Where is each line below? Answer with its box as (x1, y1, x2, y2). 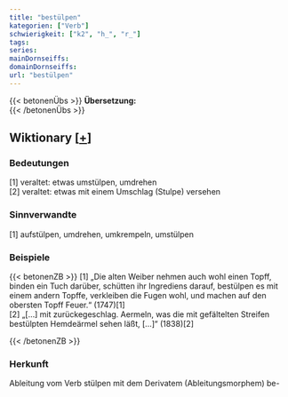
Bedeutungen (9, 157, 69, 170)
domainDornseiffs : (9, 63, 77, 72)
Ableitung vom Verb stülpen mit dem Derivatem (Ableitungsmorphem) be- (9, 378, 280, 389)
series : (9, 46, 38, 55)
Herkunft (9, 357, 49, 369)
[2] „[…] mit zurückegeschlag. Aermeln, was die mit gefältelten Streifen (9, 309, 270, 320)
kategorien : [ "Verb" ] (9, 21, 90, 30)
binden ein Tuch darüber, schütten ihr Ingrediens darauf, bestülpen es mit (9, 281, 278, 291)
